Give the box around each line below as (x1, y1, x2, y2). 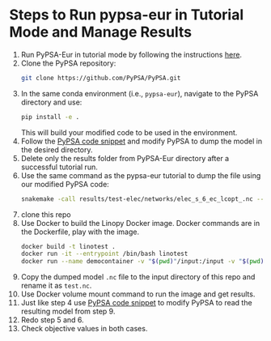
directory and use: (20, 97, 83, 107)
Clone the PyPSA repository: (20, 58, 116, 68)
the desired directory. (20, 144, 93, 155)
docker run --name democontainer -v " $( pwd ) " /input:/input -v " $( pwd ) (20, 258, 265, 266)
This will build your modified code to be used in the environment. (20, 127, 238, 137)
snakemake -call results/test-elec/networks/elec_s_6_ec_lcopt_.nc (20, 194, 253, 203)
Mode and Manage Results (9, 23, 193, 41)
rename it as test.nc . (20, 281, 92, 291)
